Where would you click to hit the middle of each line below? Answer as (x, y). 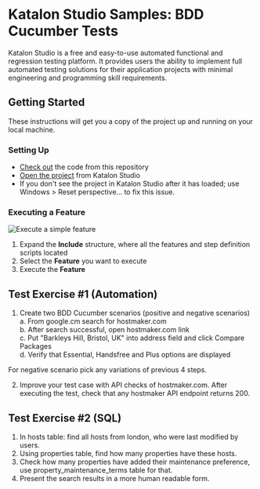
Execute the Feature (52, 270)
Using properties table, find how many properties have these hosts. (128, 453)
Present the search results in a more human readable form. (114, 478)
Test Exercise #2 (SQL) (65, 418)
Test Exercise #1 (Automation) (83, 294)
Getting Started (47, 102)
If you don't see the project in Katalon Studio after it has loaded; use (129, 184)
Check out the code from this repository (84, 167)
